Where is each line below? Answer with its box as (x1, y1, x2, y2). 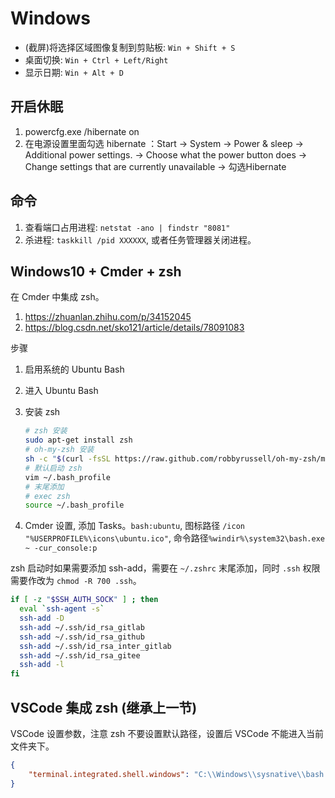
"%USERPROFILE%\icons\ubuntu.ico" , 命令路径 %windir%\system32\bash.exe (24, 532, 326, 544)
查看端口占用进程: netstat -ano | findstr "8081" (24, 221, 231, 233)
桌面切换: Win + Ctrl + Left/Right (24, 53, 169, 66)
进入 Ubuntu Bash (24, 385, 99, 397)
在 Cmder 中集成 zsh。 (10, 291, 105, 303)
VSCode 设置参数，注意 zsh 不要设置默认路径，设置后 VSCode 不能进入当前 (10, 727, 325, 739)
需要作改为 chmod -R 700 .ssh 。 (10, 575, 142, 587)
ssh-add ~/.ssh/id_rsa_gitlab (19, 622, 145, 632)
